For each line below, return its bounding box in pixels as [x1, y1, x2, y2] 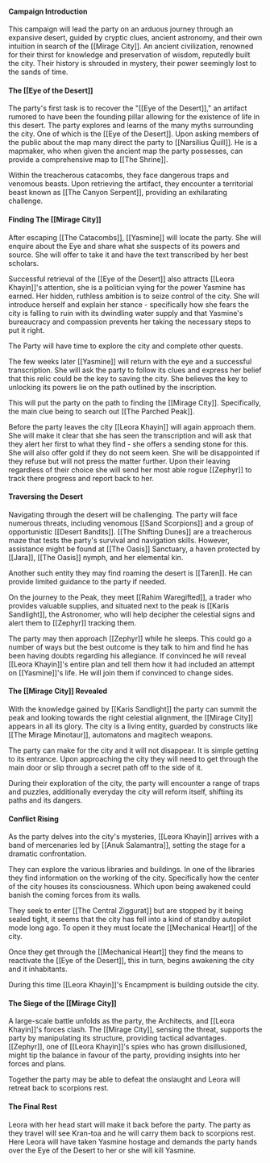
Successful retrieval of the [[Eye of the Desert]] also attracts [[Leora [8, 274, 235, 284]
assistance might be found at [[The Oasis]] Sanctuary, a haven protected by [8, 544, 260, 554]
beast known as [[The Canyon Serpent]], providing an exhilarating [8, 188, 228, 197]
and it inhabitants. [8, 964, 68, 974]
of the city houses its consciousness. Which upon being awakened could [8, 882, 251, 891]
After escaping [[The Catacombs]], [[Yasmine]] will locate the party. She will [8, 232, 262, 242]
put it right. [8, 325, 45, 334]
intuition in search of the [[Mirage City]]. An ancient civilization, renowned [8, 41, 254, 52]
